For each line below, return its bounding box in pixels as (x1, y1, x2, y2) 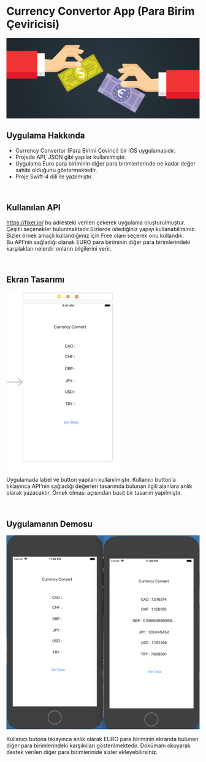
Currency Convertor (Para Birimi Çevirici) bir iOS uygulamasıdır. (15, 147, 176, 154)
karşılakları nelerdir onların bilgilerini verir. (6, 245, 112, 252)
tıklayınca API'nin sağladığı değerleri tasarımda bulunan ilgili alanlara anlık (6, 482, 193, 490)
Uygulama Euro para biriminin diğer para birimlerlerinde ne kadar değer (15, 159, 196, 167)
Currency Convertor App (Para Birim (6, 4, 195, 18)
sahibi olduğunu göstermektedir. (15, 166, 97, 173)
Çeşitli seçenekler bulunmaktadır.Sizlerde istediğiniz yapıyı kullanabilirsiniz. (6, 225, 196, 232)
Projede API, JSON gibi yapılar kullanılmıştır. (15, 153, 126, 161)
